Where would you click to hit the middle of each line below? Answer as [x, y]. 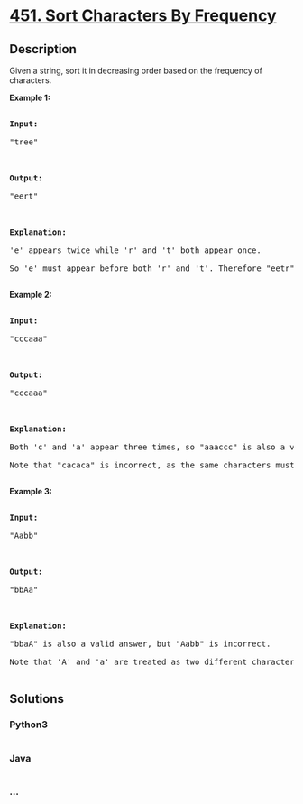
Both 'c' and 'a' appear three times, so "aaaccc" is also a [147, 447]
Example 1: [30, 97]
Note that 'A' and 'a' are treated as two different [129, 662]
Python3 [28, 725]
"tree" [24, 142]
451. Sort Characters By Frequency [143, 16]
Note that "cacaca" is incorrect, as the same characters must [152, 465]
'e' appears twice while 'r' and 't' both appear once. [135, 250]
